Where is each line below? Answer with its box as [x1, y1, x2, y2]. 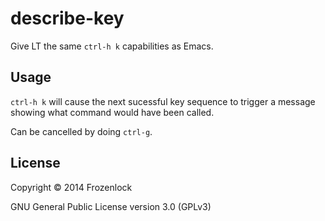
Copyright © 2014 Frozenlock [10, 181, 133, 193]
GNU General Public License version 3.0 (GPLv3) [10, 200, 212, 212]
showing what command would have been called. [10, 106, 215, 118]
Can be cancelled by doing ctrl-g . [10, 125, 153, 137]
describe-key [10, 7, 125, 30]
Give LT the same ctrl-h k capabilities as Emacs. [10, 40, 214, 52]
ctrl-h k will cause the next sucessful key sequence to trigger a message [10, 95, 316, 107]
